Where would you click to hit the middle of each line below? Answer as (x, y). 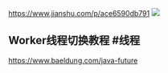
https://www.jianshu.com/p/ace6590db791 (79, 13)
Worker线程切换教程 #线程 (74, 41)
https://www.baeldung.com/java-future (73, 60)
